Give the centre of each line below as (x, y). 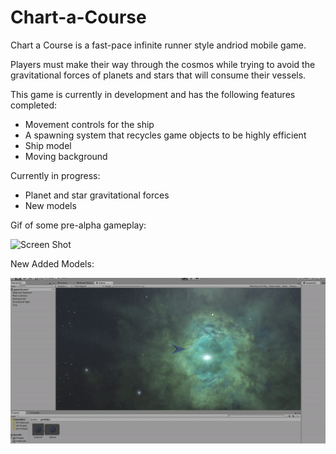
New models (50, 205)
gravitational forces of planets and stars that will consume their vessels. (158, 75)
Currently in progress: (55, 175)
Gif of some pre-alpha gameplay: (78, 225)
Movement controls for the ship (89, 124)
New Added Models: (52, 263)
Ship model (48, 145)
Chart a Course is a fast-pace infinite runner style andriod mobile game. (158, 45)
